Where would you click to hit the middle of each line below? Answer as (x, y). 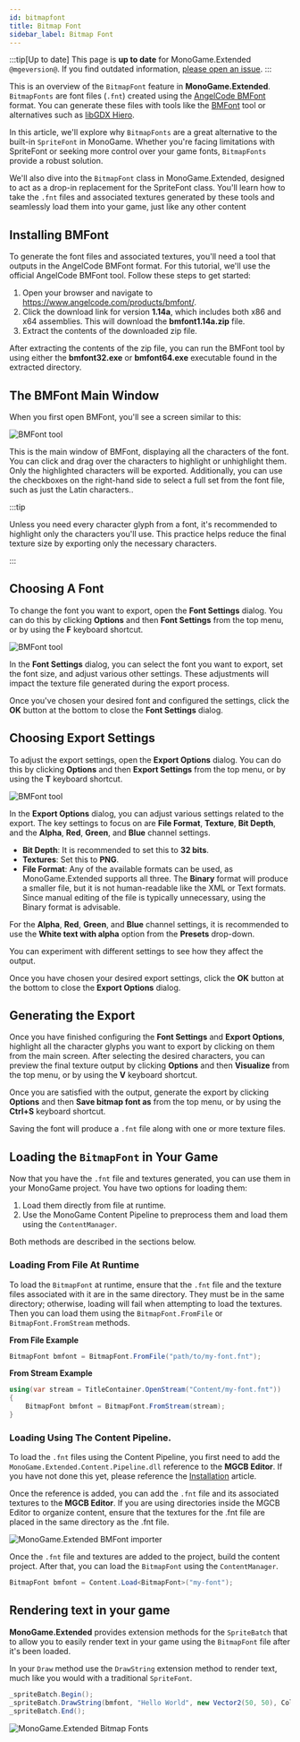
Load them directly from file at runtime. (94, 1206)
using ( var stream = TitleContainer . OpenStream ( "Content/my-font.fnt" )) (145, 1390)
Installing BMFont (59, 235)
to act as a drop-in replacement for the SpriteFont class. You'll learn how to (147, 188)
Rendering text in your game (90, 1611)
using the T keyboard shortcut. (66, 779)
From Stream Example (51, 1373)
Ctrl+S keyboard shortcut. (58, 1112)
